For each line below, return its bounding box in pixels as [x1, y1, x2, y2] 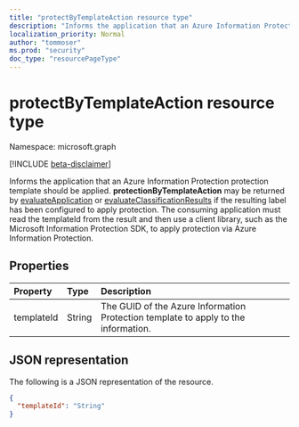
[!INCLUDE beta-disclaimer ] [9, 158, 111, 169]
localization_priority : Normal [9, 29, 125, 38]
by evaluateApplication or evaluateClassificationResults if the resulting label [9, 194, 287, 205]
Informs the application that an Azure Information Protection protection [9, 176, 269, 186]
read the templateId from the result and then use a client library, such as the [9, 213, 287, 224]
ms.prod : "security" [9, 46, 86, 55]
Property [13, 284, 53, 297]
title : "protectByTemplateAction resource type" [9, 12, 193, 22]
